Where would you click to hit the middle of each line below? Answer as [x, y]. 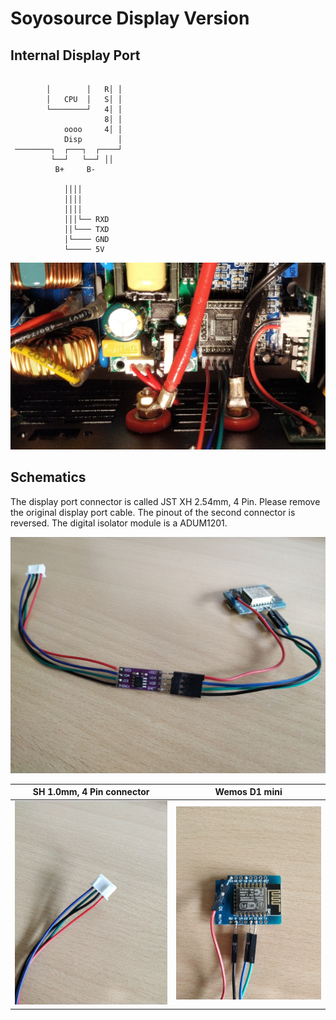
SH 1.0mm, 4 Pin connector [91, 792]
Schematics [48, 477]
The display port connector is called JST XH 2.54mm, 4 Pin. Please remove [165, 501]
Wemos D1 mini [248, 792]
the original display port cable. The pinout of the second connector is [153, 512]
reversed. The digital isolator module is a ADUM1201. [119, 523]
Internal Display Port [75, 55]
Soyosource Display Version [130, 18]
